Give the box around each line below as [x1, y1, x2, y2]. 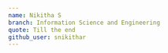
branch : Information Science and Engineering [8, 19, 160, 26]
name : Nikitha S [8, 11, 62, 19]
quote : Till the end [8, 26, 77, 34]
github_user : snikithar [8, 33, 87, 41]
